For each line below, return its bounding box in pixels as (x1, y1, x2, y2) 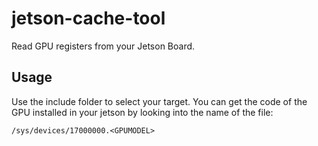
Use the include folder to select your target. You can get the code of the (11, 95, 308, 107)
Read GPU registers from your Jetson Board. (11, 40, 196, 52)
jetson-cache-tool (11, 7, 166, 30)
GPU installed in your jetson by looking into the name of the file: (11, 106, 274, 118)
